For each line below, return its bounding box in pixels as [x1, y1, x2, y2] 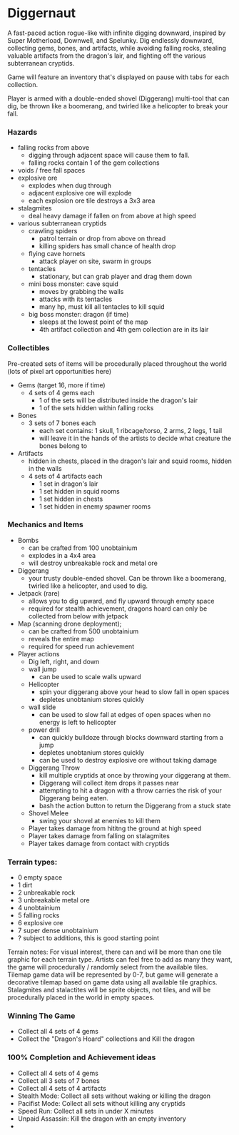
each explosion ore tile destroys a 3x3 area [28, 196, 156, 205]
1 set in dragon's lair [39, 479, 98, 488]
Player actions [17, 649, 60, 658]
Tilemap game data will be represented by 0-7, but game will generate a [7, 970, 219, 979]
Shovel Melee [28, 808, 69, 818]
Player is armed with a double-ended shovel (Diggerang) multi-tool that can [7, 94, 230, 103]
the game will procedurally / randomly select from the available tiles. [7, 963, 208, 972]
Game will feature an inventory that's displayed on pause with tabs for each [7, 73, 230, 81]
